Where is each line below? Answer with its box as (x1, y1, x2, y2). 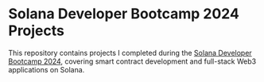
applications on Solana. (8, 64, 85, 74)
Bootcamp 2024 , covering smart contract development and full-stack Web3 (8, 57, 257, 66)
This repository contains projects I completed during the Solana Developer (8, 48, 252, 57)
